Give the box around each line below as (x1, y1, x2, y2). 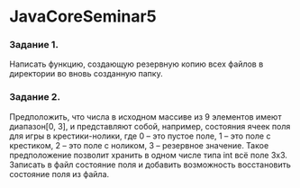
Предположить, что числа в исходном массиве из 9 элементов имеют (9, 111, 282, 122)
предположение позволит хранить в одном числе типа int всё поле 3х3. (9, 149, 288, 160)
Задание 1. (9, 39, 59, 51)
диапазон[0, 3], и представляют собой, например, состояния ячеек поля (9, 121, 291, 131)
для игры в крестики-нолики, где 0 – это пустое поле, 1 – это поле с (9, 130, 271, 141)
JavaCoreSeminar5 (9, 6, 157, 27)
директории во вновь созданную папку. (9, 68, 164, 79)
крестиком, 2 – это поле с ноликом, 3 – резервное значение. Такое (9, 139, 269, 150)
